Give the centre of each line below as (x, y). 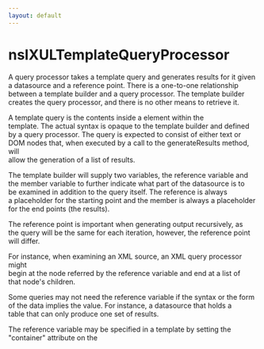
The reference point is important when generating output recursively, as (126, 224)
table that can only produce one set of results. (84, 313)
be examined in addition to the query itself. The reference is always (118, 192)
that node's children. (42, 282)
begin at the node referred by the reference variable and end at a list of (124, 273)
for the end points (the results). (59, 209)
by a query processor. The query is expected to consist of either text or (125, 134)
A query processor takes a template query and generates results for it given (132, 77)
